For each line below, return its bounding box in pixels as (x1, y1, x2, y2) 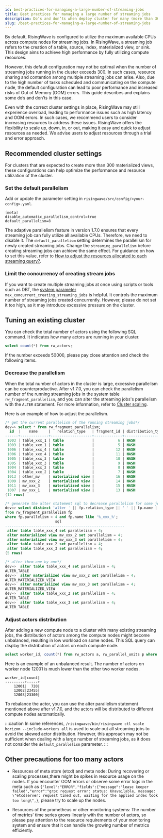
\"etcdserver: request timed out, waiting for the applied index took (12, 793, 158, 798)
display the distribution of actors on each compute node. (5, 642, 119, 648)
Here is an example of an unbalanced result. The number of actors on (5, 661, 144, 667)
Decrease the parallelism (5, 369, 65, 376)
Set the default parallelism (5, 184, 69, 191)
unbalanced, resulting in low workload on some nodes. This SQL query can (5, 637, 155, 643)
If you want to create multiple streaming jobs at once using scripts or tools (5, 281, 154, 287)
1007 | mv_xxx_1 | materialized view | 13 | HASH (7, 487, 136, 493)
